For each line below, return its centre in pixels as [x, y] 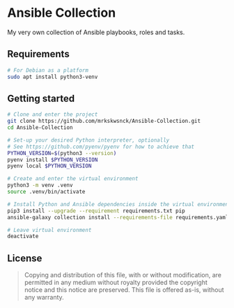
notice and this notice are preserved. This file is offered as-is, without [124, 290]
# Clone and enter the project [53, 115]
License [25, 258]
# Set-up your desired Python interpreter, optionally [88, 140]
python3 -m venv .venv [40, 185]
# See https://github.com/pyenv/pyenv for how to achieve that [101, 147]
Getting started [41, 98]
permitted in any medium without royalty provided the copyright [116, 283]
